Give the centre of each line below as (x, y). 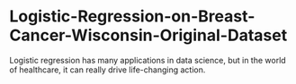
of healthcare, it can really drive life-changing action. (108, 70)
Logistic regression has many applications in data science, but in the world (148, 60)
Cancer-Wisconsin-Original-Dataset (148, 35)
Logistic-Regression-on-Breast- (132, 17)
